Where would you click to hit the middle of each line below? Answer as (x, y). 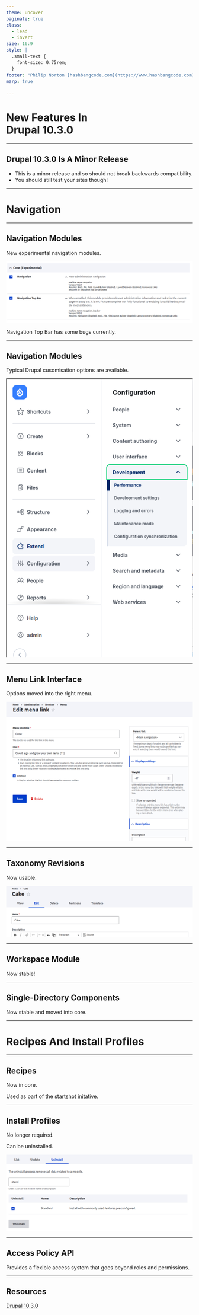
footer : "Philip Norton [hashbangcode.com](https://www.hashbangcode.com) (100, 75)
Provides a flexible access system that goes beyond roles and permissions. (98, 1267)
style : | (17, 50)
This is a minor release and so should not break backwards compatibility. (104, 173)
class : (14, 25)
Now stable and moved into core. (46, 1012)
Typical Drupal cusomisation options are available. (68, 370)
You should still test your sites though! (61, 180)
